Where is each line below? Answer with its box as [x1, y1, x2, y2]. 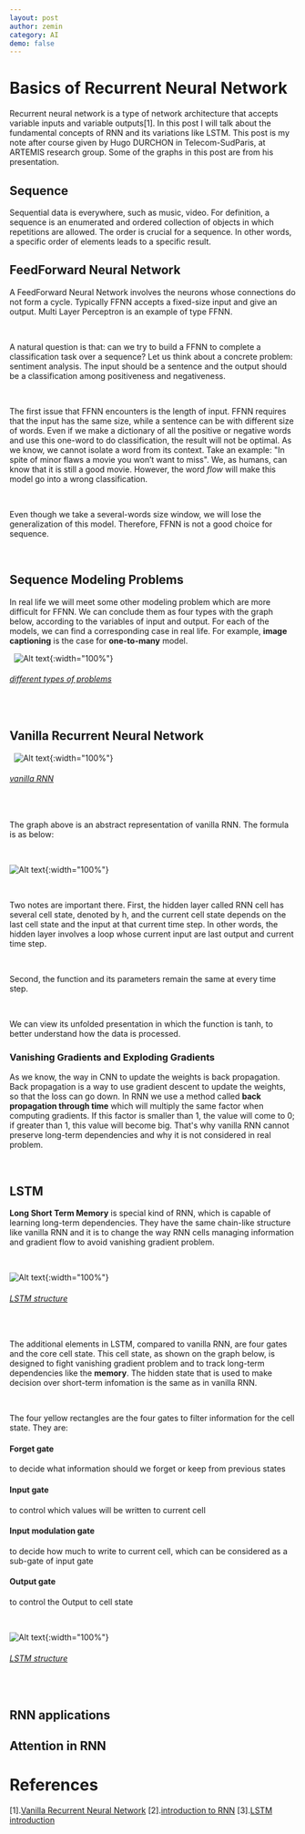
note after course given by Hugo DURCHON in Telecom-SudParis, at [9, 138, 266, 149]
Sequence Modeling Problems [9, 572, 184, 588]
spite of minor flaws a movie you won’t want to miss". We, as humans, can [9, 454, 288, 465]
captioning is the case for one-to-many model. [9, 635, 188, 646]
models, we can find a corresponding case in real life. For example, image [9, 625, 288, 636]
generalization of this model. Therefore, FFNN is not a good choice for [9, 518, 273, 529]
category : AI [9, 30, 59, 39]
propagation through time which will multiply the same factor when [9, 1101, 264, 1112]
